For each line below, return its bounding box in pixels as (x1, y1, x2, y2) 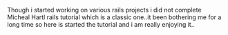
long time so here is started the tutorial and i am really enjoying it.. (7, 21, 195, 28)
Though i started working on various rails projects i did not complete (7, 6, 202, 14)
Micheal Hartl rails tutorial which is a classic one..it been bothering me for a (7, 13, 222, 21)
